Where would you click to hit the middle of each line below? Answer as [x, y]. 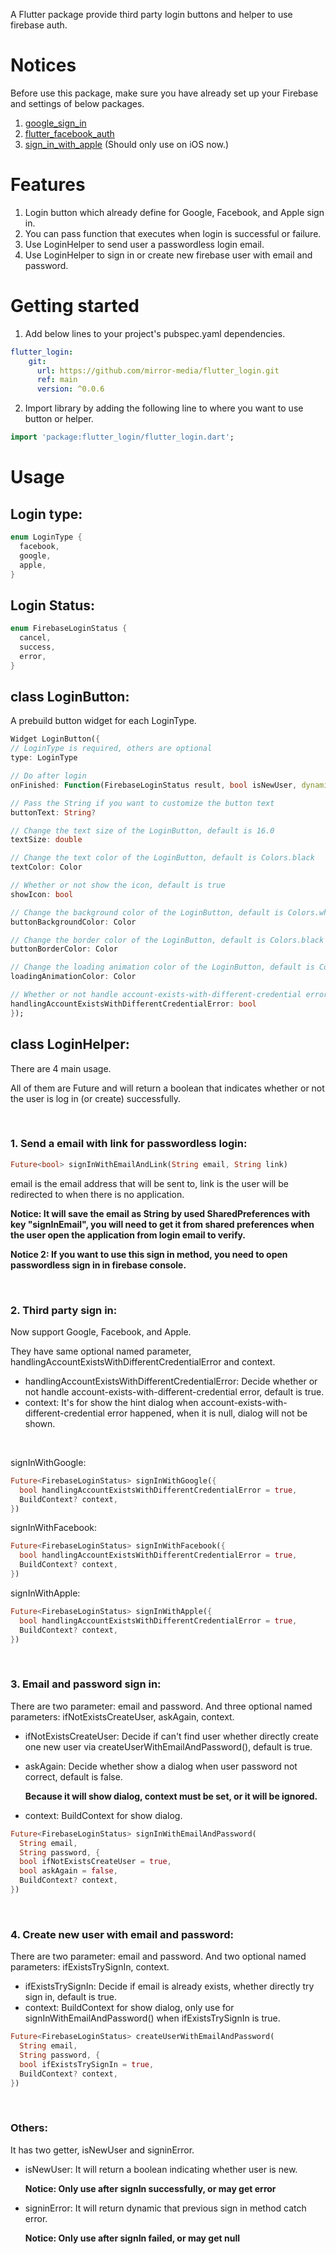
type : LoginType [44, 758]
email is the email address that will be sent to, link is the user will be [149, 1183]
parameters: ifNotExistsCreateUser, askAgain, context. [122, 1716]
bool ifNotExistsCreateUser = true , [95, 1862]
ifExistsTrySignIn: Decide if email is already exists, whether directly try [169, 1986]
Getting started [75, 306]
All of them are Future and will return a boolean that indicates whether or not [167, 1088]
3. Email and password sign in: [86, 1684]
